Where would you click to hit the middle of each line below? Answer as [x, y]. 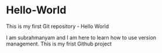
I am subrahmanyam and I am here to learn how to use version [81, 37]
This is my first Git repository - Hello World [58, 26]
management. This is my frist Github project [59, 44]
